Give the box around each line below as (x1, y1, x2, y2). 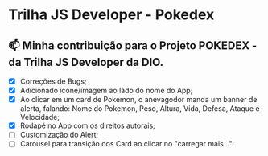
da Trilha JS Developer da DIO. (8, 55, 164, 69)
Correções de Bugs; (19, 76, 87, 86)
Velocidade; (19, 113, 60, 122)
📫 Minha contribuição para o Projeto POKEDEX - (8, 39, 258, 52)
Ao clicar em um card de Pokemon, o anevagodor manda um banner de (19, 95, 258, 105)
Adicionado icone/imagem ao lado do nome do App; (19, 86, 193, 96)
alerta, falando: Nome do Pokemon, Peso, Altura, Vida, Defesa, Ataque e (19, 104, 260, 113)
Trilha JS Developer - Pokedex (8, 6, 215, 24)
